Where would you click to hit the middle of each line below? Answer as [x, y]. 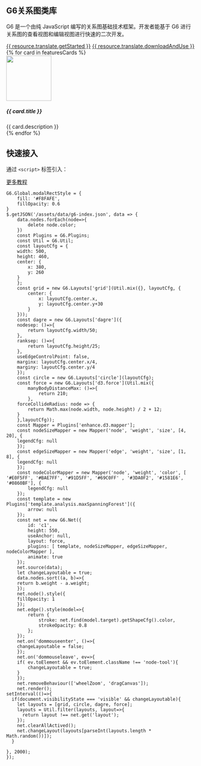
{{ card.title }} [24, 111]
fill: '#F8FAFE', [39, 198]
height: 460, [33, 257]
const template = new [44, 499]
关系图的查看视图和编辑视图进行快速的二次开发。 [67, 34]
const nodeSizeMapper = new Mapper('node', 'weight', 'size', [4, [102, 430]
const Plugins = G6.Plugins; [53, 235]
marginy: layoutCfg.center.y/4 [56, 367]
